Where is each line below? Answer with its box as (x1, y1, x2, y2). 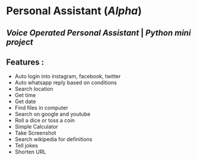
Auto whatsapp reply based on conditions (14, 79, 117, 87)
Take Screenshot (14, 129, 56, 137)
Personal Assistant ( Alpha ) (6, 4, 142, 18)
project (6, 37, 34, 47)
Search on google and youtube (14, 111, 91, 118)
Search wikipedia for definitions (14, 136, 93, 143)
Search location (14, 85, 53, 92)
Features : (6, 57, 45, 67)
